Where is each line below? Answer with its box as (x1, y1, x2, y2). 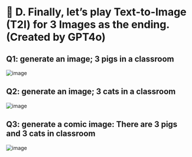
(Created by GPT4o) (6, 31, 106, 44)
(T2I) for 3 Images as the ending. (6, 18, 170, 31)
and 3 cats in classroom (6, 129, 96, 139)
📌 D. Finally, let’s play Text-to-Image (6, 5, 187, 19)
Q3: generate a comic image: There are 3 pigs (6, 119, 178, 129)
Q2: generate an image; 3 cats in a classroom (6, 87, 176, 97)
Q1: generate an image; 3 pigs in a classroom (6, 54, 174, 64)
